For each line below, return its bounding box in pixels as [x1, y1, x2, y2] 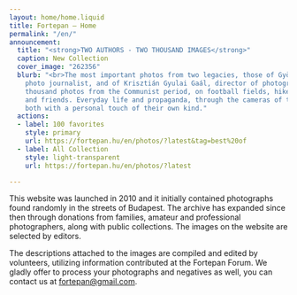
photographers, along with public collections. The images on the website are [9, 221, 288, 232]
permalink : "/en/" [9, 29, 77, 38]
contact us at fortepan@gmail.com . [9, 276, 138, 287]
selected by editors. [9, 231, 81, 242]
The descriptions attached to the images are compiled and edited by [9, 248, 258, 259]
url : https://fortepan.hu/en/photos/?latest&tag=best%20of [25, 136, 247, 145]
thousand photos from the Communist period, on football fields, [25, 87, 271, 96]
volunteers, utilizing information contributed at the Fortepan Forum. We [9, 258, 268, 268]
